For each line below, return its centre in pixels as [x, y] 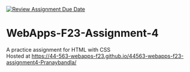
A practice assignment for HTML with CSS [58, 49]
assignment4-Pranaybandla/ [41, 62]
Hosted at [18, 56]
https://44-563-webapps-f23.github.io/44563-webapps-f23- [108, 56]
